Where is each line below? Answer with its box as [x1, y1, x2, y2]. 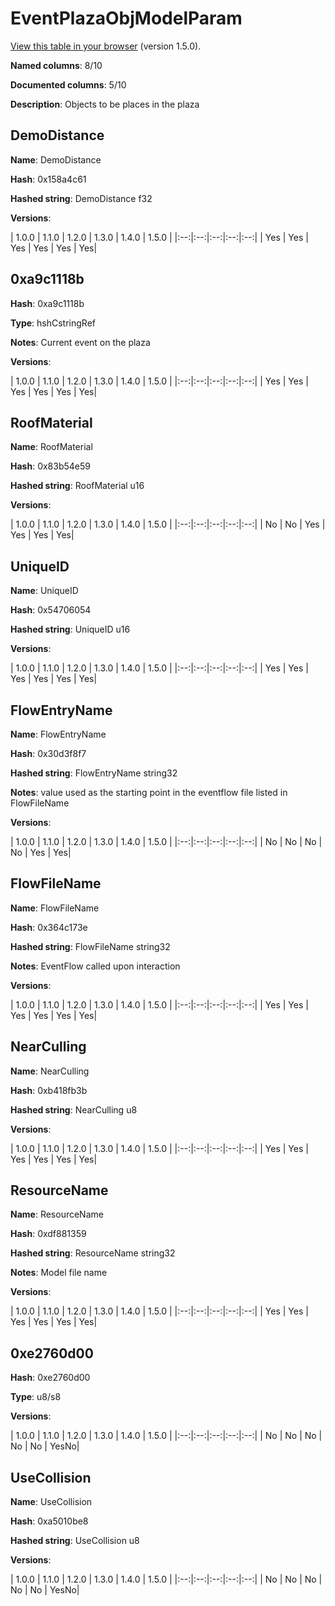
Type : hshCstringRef [10, 317, 96, 329]
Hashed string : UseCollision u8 [10, 1535, 140, 1547]
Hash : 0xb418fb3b [10, 1084, 88, 1096]
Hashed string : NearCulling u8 [10, 1103, 138, 1116]
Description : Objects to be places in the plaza [10, 98, 200, 110]
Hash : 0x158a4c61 [10, 173, 87, 185]
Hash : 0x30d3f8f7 [10, 748, 87, 759]
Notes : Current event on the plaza [10, 336, 151, 348]
